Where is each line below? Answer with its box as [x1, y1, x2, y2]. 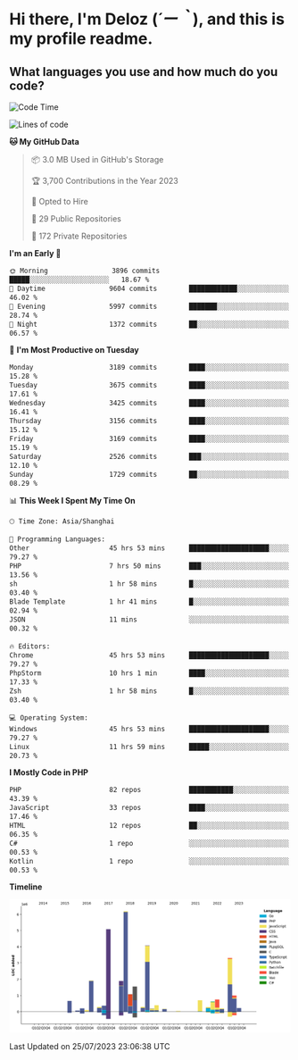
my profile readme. [9, 29, 153, 49]
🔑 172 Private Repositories [30, 230, 128, 241]
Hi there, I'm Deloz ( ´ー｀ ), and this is [9, 9, 286, 29]
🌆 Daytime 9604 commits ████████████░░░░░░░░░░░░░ [9, 284, 290, 293]
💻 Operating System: [9, 714, 89, 722]
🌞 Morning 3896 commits [9, 266, 161, 275]
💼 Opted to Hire [30, 196, 89, 206]
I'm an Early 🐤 [9, 248, 62, 258]
